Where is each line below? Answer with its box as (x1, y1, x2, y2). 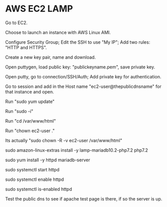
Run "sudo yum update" (5, 98, 55, 105)
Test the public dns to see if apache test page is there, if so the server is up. (5, 195, 162, 201)
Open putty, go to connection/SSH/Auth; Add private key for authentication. (5, 73, 161, 79)
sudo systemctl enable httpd (5, 176, 64, 182)
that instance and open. (5, 88, 54, 94)
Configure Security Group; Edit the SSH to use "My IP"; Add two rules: (5, 39, 150, 45)
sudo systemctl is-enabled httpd (5, 186, 72, 192)
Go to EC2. (5, 20, 28, 26)
